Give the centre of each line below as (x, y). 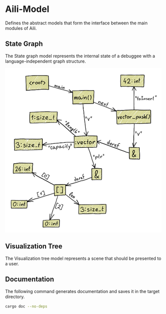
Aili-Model (27, 9)
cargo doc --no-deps (27, 306)
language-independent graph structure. (46, 61)
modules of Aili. (21, 28)
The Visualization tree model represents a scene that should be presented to (83, 258)
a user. (12, 263)
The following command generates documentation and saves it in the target (83, 291)
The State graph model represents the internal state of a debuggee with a (80, 56)
